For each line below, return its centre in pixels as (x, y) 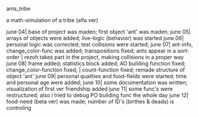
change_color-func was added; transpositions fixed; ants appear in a (91, 51)
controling (19, 108)
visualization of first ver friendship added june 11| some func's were (89, 89)
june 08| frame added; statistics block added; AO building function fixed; (96, 63)
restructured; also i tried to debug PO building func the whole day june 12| (97, 95)
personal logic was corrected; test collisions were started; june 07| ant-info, (99, 44)
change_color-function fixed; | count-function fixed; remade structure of (96, 70)
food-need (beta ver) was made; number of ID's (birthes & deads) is (90, 101)
